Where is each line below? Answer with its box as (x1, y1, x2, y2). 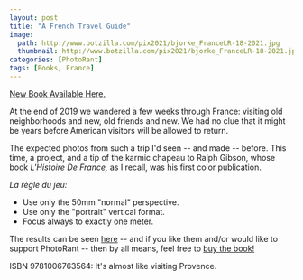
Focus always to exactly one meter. (22, 216, 154, 227)
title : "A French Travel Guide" (9, 22, 131, 31)
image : (9, 30, 34, 39)
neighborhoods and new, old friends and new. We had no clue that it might (9, 115, 286, 126)
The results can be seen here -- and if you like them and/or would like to (9, 233, 278, 244)
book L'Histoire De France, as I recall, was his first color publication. (9, 162, 262, 173)
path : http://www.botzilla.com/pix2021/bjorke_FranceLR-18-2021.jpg (17, 38, 280, 48)
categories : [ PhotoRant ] (9, 55, 103, 64)
